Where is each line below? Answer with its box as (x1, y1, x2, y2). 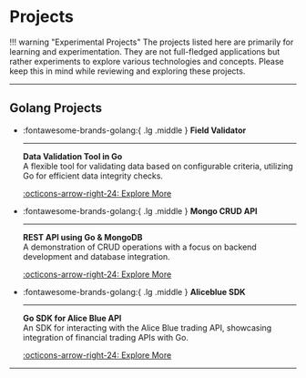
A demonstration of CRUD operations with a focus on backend (22, 241, 257, 252)
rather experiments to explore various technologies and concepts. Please (9, 56, 284, 66)
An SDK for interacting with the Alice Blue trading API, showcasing (22, 322, 272, 333)
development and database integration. (22, 250, 170, 261)
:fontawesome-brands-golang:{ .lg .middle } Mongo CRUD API (22, 205, 258, 216)
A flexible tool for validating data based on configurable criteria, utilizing (22, 160, 293, 171)
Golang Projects (9, 100, 103, 116)
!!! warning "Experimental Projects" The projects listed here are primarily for (9, 36, 294, 47)
